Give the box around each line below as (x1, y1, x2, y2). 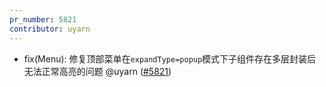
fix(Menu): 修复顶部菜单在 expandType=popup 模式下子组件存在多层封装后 (23, 52, 317, 65)
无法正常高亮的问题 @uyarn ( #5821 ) (23, 65, 172, 77)
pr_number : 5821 (9, 14, 77, 25)
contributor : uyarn (9, 24, 91, 34)
